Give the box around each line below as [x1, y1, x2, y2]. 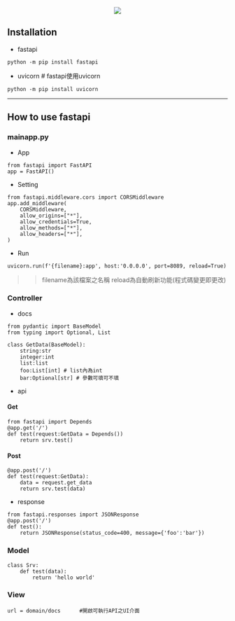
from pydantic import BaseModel [7, 323, 101, 330]
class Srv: [7, 561, 39, 568]
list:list [20, 359, 49, 367]
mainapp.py [7, 132, 49, 142]
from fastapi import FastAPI [7, 162, 92, 169]
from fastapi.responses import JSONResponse [7, 511, 139, 518]
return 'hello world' [32, 574, 96, 581]
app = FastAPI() [7, 168, 55, 175]
